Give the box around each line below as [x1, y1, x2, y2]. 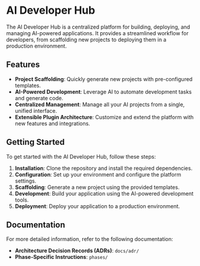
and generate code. [14, 94, 64, 101]
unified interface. [14, 107, 57, 114]
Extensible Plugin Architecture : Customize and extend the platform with [14, 113, 194, 120]
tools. [14, 196, 29, 203]
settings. [14, 177, 37, 184]
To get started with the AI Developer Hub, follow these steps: [6, 153, 156, 160]
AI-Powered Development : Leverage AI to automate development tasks [14, 88, 192, 95]
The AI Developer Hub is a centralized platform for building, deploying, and [6, 23, 190, 30]
